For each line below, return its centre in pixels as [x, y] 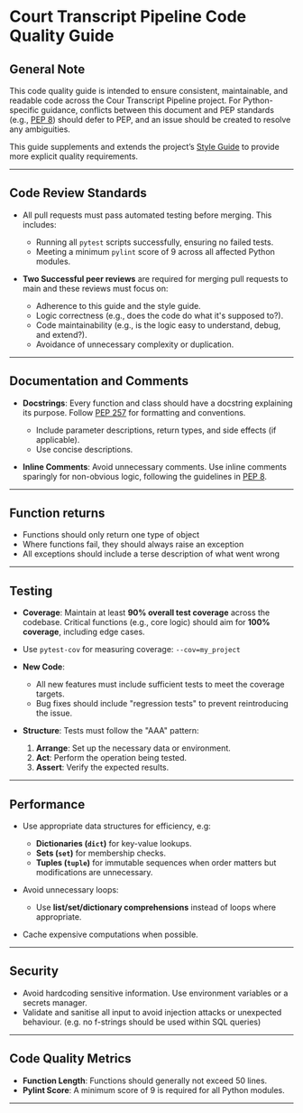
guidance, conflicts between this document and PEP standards [158, 110]
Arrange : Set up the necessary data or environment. [133, 748]
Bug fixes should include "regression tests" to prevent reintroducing [162, 704]
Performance [47, 804]
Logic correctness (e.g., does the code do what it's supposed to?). [160, 315]
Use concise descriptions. [84, 449]
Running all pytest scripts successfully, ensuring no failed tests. [155, 242]
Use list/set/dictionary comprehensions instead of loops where [156, 907]
